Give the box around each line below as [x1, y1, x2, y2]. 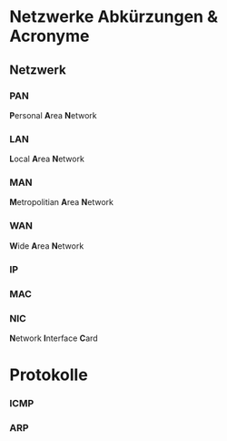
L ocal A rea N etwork [9, 153, 84, 165]
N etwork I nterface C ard [9, 333, 98, 344]
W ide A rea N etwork [9, 240, 84, 251]
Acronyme [9, 26, 90, 46]
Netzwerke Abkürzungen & [9, 6, 218, 27]
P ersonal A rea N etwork [9, 109, 97, 120]
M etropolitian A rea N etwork [9, 197, 113, 208]
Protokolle [9, 364, 88, 385]
